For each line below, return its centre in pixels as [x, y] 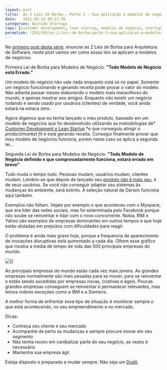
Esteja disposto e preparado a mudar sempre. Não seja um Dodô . [72, 362]
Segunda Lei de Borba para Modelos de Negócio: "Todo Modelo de [75, 154]
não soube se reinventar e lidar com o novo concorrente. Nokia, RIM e [77, 216]
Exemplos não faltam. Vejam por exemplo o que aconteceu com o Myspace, [83, 205]
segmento [23, 336]
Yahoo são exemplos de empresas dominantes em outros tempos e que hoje [83, 221]
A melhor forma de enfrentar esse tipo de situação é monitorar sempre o [80, 301]
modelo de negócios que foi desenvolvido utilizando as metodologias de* [80, 123]
